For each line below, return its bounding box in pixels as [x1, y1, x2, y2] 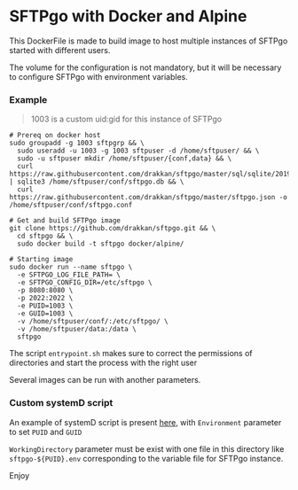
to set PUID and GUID [9, 426, 82, 437]
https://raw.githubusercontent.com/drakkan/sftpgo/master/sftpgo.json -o [9, 193, 288, 202]
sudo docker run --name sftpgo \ [9, 263, 133, 272]
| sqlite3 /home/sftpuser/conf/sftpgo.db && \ [9, 177, 184, 187]
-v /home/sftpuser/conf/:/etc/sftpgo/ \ [17, 317, 169, 326]
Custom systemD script [9, 397, 114, 409]
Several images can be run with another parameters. [9, 375, 201, 385]
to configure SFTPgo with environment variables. [9, 71, 188, 82]
